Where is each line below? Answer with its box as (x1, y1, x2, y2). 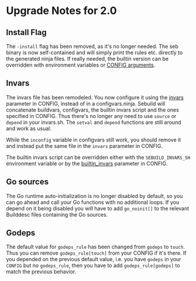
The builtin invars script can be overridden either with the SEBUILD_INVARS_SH (6, 154, 191, 161)
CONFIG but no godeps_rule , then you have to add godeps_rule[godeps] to (6, 262, 180, 269)
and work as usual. (6, 124, 51, 132)
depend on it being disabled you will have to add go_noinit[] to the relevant (6, 204, 190, 211)
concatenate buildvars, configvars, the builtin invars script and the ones (6, 106, 180, 113)
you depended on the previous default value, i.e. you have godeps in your (6, 256, 181, 263)
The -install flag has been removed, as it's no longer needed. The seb (6, 43, 178, 50)
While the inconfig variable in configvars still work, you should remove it (6, 136, 181, 143)
